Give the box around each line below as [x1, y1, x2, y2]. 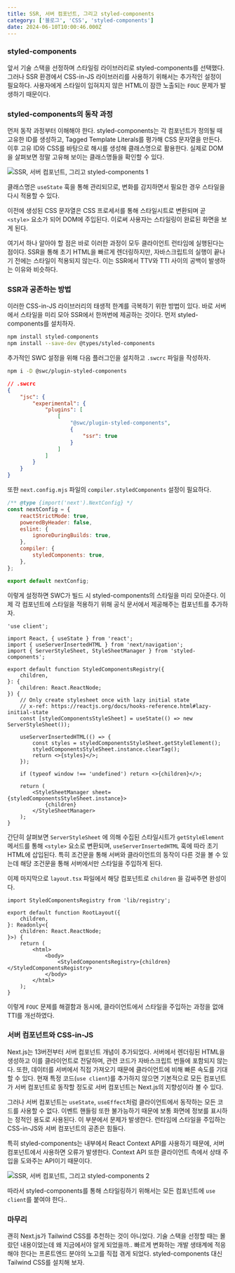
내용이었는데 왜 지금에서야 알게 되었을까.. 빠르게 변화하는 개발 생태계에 [20, 1241, 213, 1249]
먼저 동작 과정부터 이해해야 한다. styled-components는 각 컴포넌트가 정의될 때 [7, 126, 223, 134]
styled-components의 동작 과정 [7, 109, 114, 119]
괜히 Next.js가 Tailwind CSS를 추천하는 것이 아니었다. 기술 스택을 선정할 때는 [7, 1232, 219, 1241]
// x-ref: [20, 702, 49, 710]
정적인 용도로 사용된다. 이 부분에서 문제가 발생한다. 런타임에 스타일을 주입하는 [14, 1115, 227, 1123]
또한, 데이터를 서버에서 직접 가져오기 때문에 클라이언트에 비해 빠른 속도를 [16, 1065, 215, 1073]
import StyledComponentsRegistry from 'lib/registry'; [7, 897, 171, 904]
